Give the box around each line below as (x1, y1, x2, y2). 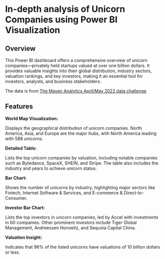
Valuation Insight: (5, 234, 42, 240)
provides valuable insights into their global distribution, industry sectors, (5, 68, 152, 74)
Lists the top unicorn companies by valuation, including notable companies (5, 155, 158, 160)
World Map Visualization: (5, 115, 58, 121)
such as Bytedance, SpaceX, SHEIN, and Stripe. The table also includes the (5, 160, 159, 166)
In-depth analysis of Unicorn (5, 3, 125, 15)
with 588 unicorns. (5, 135, 43, 142)
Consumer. (5, 195, 28, 201)
